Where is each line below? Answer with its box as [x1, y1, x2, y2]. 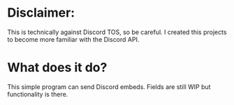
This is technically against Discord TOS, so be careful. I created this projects [7, 28, 227, 36]
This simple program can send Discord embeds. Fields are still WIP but [7, 82, 211, 91]
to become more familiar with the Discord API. [7, 35, 140, 43]
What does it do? [7, 60, 108, 76]
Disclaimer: [7, 5, 75, 21]
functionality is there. [7, 90, 68, 98]
